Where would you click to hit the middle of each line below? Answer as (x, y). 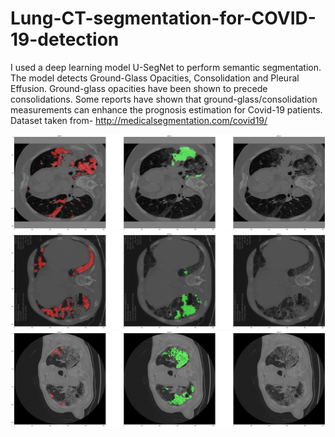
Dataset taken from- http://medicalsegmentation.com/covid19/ (139, 120)
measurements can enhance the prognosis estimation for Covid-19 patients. (166, 109)
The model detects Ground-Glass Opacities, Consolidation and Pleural (155, 78)
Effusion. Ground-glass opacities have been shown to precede (139, 88)
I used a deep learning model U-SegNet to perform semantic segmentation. (166, 67)
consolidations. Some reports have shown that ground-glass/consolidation (164, 99)
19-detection (65, 39)
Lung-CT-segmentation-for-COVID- (163, 18)
